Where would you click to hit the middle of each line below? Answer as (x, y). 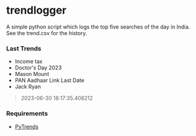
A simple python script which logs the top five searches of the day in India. (98, 27)
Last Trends (24, 48)
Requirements (27, 113)
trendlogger (36, 10)
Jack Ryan (28, 87)
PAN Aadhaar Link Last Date (50, 80)
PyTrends (27, 126)
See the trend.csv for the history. (47, 33)
